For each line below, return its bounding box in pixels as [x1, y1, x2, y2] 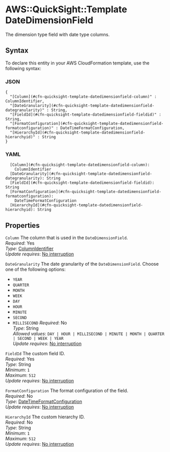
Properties [5, 221, 40, 230]
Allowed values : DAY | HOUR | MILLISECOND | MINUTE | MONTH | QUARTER [12, 331, 165, 337]
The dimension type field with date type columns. [5, 31, 110, 37]
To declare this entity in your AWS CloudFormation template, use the [5, 60, 150, 66]
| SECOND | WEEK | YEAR [12, 336, 64, 341]
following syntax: [5, 65, 41, 71]
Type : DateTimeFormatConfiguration [5, 398, 82, 405]
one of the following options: [5, 266, 66, 272]
